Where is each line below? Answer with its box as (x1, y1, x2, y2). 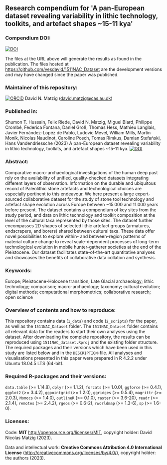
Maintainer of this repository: (5, 84, 78, 91)
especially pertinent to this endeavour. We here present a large (5, 191, 135, 197)
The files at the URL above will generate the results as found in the (5, 55, 142, 61)
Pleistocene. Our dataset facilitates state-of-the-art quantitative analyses (5, 249, 156, 255)
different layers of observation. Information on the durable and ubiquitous (5, 180, 156, 186)
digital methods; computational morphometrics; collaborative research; (5, 289, 151, 295)
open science (5, 294, 33, 300)
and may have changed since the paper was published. (5, 71, 119, 77)
